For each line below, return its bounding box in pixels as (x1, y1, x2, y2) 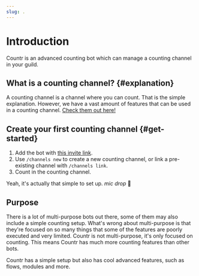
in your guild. (6, 60, 39, 68)
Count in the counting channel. (14, 168, 92, 175)
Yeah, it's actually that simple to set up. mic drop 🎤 (6, 180, 131, 187)
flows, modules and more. (6, 263, 71, 270)
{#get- (139, 124, 165, 134)
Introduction (6, 34, 70, 48)
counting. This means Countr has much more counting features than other (6, 239, 190, 245)
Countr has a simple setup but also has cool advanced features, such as (6, 257, 185, 263)
